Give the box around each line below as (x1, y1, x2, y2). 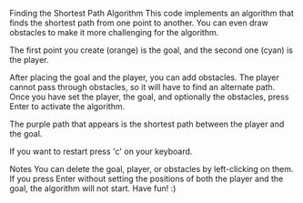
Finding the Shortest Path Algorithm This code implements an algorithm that (9, 8, 294, 18)
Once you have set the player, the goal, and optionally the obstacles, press (9, 91, 289, 102)
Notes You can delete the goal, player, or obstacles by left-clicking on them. (9, 164, 294, 174)
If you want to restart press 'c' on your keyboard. (9, 146, 193, 157)
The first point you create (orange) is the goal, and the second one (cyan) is (9, 45, 294, 56)
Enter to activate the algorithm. (9, 101, 126, 112)
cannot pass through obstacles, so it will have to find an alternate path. (9, 82, 276, 92)
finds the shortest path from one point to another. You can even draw (9, 17, 268, 28)
